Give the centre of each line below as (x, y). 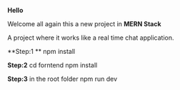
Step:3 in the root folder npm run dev (62, 79)
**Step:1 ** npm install (41, 51)
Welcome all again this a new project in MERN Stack (85, 24)
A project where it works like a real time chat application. (91, 38)
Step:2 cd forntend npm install (52, 65)
